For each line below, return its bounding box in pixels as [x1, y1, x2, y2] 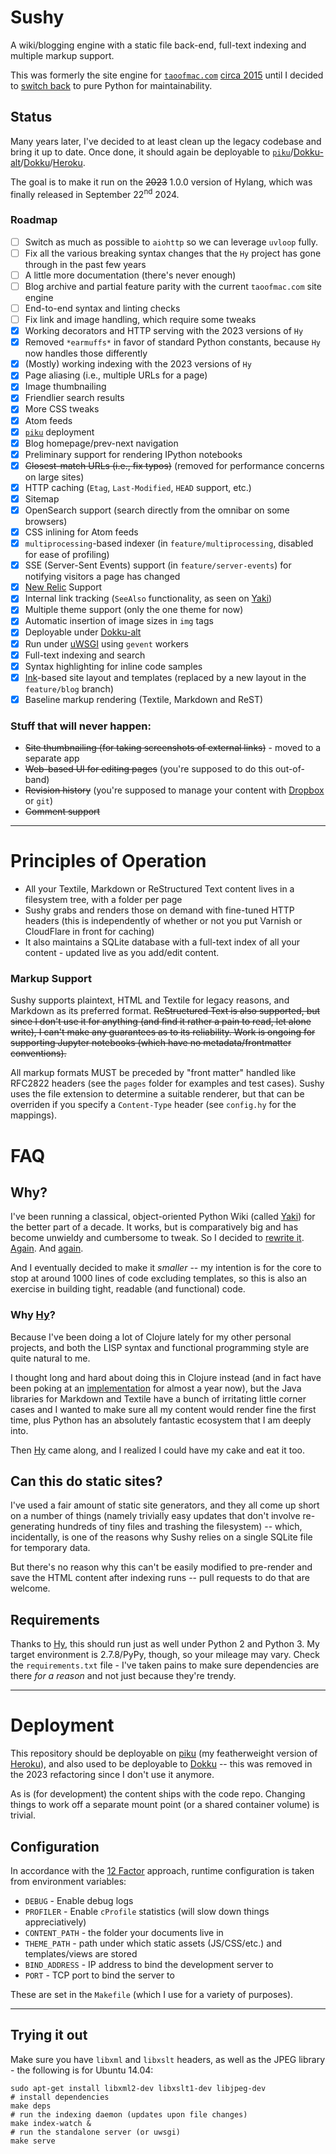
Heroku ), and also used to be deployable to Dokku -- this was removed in [10, 1758, 313, 1770]
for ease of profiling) [24, 549, 110, 561]
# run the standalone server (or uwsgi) [10, 2127, 182, 2137]
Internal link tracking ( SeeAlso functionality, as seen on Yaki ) [24, 592, 273, 605]
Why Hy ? [10, 1308, 57, 1322]
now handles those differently [24, 347, 148, 360]
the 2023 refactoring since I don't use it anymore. [10, 1769, 215, 1781]
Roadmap [10, 213, 58, 227]
